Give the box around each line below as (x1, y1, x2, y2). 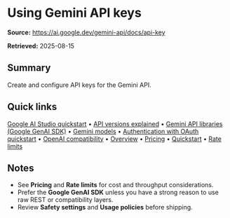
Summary (7, 62, 51, 74)
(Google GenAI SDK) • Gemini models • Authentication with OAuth (7, 127, 199, 135)
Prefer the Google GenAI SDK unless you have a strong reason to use (17, 188, 219, 197)
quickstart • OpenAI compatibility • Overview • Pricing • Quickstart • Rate (7, 135, 222, 143)
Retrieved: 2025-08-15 (7, 41, 75, 50)
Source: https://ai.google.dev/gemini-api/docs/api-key (7, 28, 166, 36)
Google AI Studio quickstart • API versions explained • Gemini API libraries (7, 119, 223, 128)
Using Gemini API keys (7, 5, 142, 21)
